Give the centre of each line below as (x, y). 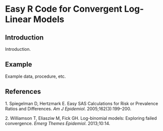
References (23, 92)
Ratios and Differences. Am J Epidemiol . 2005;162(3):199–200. (68, 109)
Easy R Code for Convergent (64, 9)
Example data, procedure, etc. (35, 76)
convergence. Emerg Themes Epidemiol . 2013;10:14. (58, 123)
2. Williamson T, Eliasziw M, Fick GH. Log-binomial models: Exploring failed (81, 118)
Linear (18, 19)
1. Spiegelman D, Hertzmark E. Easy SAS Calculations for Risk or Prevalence (81, 103)
